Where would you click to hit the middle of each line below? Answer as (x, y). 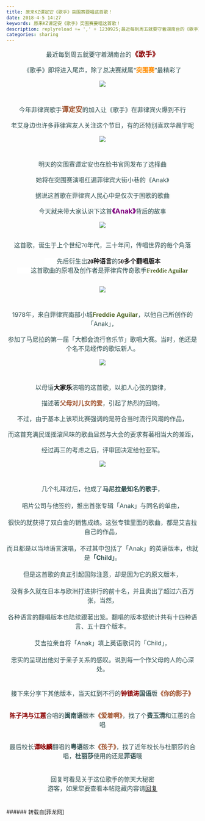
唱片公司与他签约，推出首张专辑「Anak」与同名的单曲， (103, 506)
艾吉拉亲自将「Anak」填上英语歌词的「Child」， (103, 643)
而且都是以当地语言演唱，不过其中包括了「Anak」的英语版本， (96, 549)
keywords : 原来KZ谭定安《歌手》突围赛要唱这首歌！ (63, 23)
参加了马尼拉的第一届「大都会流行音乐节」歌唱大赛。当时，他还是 (102, 339)
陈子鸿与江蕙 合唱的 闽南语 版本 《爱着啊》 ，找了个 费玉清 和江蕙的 (99, 716)
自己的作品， (102, 532)
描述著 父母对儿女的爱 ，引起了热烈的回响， (103, 403)
